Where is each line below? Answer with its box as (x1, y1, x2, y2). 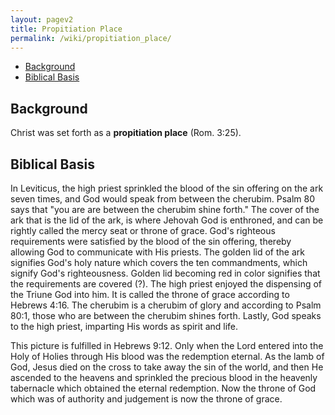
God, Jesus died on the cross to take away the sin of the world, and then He (10, 361, 324, 373)
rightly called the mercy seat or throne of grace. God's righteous (10, 225, 276, 236)
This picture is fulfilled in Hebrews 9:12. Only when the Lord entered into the (10, 340, 324, 351)
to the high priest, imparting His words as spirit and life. (10, 321, 239, 332)
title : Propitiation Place (10, 24, 123, 34)
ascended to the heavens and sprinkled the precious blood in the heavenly (10, 372, 318, 383)
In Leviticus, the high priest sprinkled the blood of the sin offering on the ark (10, 182, 324, 194)
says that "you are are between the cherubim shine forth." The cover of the (10, 204, 320, 215)
